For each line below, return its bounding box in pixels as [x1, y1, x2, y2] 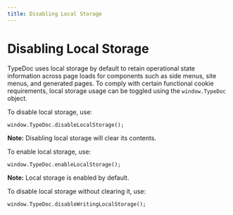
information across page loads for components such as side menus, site [7, 71, 217, 80]
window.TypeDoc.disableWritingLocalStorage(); [7, 200, 146, 208]
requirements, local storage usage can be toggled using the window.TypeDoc [7, 86, 227, 95]
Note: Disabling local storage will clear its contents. [7, 133, 157, 142]
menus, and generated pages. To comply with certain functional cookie [7, 79, 214, 87]
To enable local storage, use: [7, 147, 92, 156]
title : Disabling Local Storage [7, 10, 102, 18]
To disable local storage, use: [7, 107, 93, 116]
